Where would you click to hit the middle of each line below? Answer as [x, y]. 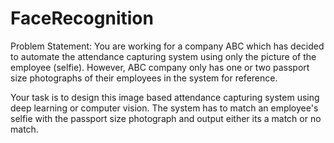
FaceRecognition [82, 18]
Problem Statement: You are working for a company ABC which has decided [167, 46]
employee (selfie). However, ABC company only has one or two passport [160, 67]
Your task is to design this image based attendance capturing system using [165, 97]
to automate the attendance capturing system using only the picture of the [163, 56]
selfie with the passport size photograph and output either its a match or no [166, 118]
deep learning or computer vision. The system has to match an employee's [164, 108]
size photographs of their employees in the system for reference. [144, 78]
